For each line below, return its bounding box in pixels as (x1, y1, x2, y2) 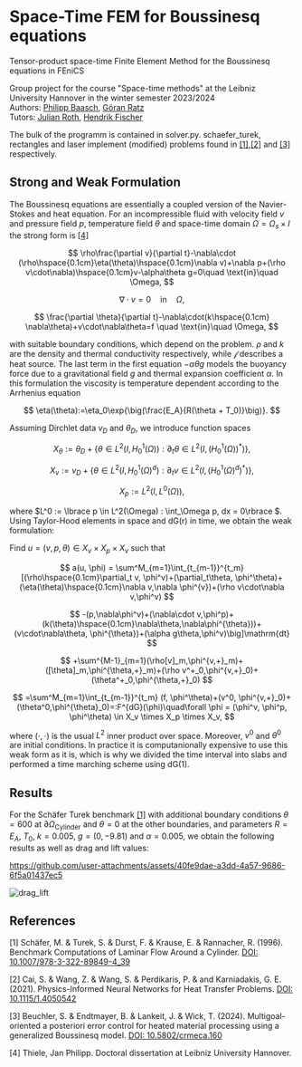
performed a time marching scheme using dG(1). (9, 759, 190, 770)
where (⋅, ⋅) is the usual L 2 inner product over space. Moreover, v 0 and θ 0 (9, 728, 282, 741)
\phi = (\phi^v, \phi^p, (208, 701, 288, 712)
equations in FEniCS (9, 65, 84, 76)
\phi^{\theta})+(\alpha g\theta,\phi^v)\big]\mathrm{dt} (90, 628, 290, 639)
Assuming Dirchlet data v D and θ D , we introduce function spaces (9, 422, 251, 436)
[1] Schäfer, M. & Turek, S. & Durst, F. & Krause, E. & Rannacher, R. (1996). (9, 937, 283, 948)
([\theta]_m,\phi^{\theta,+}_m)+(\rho (44, 664, 181, 676)
